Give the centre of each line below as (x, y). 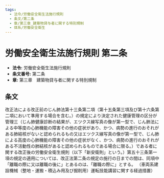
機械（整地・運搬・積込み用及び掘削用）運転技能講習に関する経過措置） (82, 170)
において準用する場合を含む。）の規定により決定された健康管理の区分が (85, 116)
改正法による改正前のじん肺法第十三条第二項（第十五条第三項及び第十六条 (80, 109)
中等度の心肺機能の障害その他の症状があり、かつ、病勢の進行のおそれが (86, 128)
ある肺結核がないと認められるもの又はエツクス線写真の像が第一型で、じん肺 (82, 134)
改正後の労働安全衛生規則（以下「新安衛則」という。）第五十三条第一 (88, 152)
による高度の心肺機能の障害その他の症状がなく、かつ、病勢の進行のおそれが (82, 140)
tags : (11, 10)
